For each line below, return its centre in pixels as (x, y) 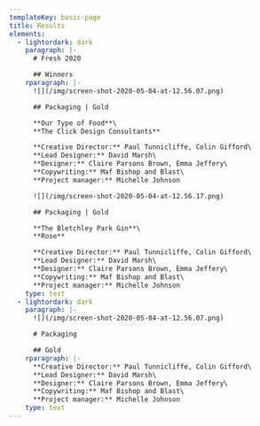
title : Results (37, 26)
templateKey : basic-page (55, 17)
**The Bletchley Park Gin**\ (87, 228)
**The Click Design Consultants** (97, 131)
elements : (28, 34)
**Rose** (49, 236)
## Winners (53, 75)
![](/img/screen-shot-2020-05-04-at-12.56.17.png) (128, 196)
